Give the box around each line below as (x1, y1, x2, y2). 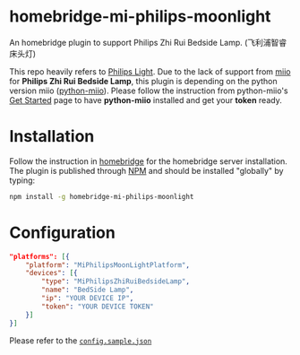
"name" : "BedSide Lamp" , (41, 285, 134, 295)
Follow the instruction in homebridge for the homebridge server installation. (9, 155, 288, 167)
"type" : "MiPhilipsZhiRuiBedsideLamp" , (41, 277, 191, 286)
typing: (9, 175, 36, 186)
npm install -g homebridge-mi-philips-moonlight (9, 192, 194, 201)
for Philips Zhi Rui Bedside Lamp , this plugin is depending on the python (9, 75, 278, 86)
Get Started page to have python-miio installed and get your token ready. (9, 94, 282, 105)
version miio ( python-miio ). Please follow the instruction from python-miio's (9, 85, 288, 96)
